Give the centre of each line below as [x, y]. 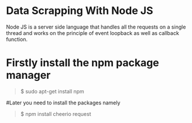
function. [17, 39]
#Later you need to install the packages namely [63, 103]
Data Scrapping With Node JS [80, 11]
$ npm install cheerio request [56, 114]
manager [28, 75]
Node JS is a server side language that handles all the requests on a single [96, 27]
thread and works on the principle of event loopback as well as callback [93, 33]
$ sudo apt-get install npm [52, 91]
